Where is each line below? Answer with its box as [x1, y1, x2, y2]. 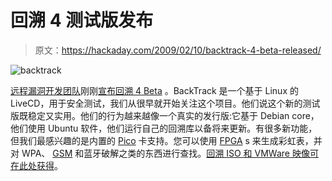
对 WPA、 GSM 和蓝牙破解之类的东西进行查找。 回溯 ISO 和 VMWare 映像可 [10, 147, 319, 159]
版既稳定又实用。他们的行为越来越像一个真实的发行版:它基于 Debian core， [10, 109, 320, 121]
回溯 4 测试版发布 [10, 9, 154, 32]
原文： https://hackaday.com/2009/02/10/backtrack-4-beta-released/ [34, 44, 322, 56]
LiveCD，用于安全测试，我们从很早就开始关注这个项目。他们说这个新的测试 [10, 97, 321, 109]
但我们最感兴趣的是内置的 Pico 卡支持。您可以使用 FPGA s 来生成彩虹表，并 [10, 134, 323, 146]
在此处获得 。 [10, 159, 63, 171]
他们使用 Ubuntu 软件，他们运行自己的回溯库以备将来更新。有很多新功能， [10, 122, 318, 134]
